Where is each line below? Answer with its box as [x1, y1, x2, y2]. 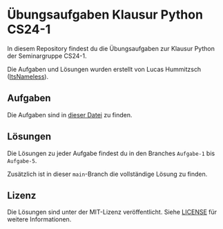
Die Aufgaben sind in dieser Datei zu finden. [7, 110, 133, 119]
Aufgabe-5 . [7, 156, 37, 165]
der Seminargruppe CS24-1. [7, 52, 88, 60]
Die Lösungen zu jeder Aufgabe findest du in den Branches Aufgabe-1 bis [7, 149, 215, 157]
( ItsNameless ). [7, 72, 49, 81]
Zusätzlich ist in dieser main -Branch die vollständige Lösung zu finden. [7, 170, 208, 178]
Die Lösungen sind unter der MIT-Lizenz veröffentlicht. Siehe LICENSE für [7, 208, 217, 217]
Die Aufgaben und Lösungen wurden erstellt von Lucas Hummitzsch [7, 65, 202, 73]
